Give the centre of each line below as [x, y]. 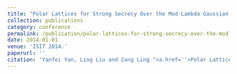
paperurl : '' [26, 54]
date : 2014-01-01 [33, 40]
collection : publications [45, 20]
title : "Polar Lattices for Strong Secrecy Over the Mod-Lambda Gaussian [118, 14]
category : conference [39, 27]
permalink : [23, 33]
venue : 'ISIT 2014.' [38, 47]
